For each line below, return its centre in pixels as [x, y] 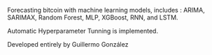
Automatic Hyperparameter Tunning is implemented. [83, 31]
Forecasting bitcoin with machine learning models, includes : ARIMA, [106, 10]
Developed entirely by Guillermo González [68, 44]
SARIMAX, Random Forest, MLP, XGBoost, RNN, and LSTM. [93, 17]
